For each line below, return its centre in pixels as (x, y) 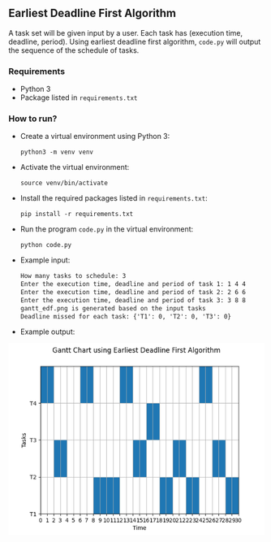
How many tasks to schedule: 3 (73, 276)
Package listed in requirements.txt (79, 98)
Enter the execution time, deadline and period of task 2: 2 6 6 (133, 293)
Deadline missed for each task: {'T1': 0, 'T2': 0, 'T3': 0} (126, 317)
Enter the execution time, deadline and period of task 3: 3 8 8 (133, 301)
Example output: (47, 332)
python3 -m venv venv (56, 152)
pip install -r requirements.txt (77, 215)
